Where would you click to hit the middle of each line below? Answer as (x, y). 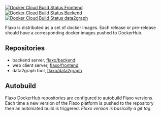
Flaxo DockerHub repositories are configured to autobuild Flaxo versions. (79, 98)
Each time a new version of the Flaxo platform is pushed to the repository (79, 103)
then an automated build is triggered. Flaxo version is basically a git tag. (78, 108)
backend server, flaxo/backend (44, 60)
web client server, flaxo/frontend (45, 65)
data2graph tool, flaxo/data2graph (47, 70)
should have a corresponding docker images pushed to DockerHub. (74, 33)
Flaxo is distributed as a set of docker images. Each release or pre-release (80, 28)
